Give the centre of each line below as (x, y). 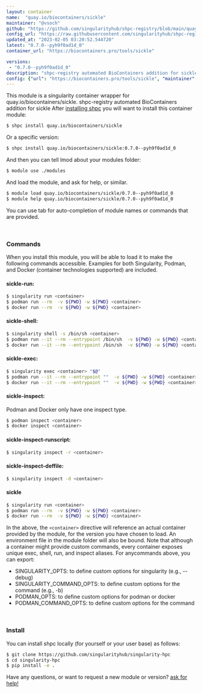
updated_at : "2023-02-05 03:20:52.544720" (60, 40)
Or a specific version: (33, 137)
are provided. (23, 216)
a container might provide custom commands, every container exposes (94, 547)
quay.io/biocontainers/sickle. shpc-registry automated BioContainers (92, 102)
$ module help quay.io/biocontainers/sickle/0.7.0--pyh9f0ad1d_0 (90, 199)
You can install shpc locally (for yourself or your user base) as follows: (93, 643)
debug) (24, 578)
